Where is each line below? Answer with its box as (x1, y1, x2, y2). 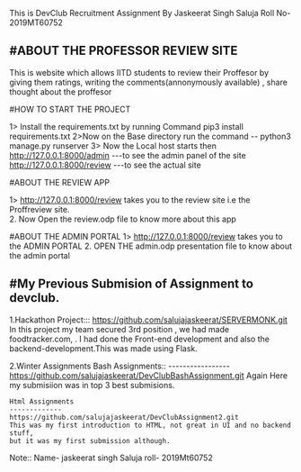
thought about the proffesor (9, 86, 112, 97)
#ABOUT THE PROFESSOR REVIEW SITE (9, 43, 238, 59)
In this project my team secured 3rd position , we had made (9, 323, 230, 334)
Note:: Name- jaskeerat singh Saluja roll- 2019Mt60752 (9, 452, 213, 463)
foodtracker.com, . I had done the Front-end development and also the (9, 333, 270, 344)
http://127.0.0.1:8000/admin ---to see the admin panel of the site (9, 150, 247, 160)
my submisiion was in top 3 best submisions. (9, 379, 175, 390)
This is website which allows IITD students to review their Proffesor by (9, 67, 270, 77)
